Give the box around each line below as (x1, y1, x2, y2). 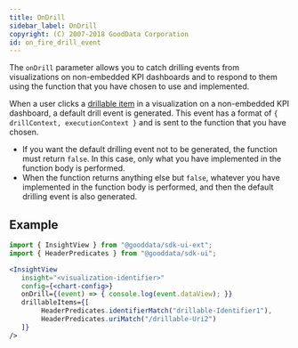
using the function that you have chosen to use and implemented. (9, 81, 250, 92)
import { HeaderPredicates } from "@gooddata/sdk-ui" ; (9, 248, 217, 258)
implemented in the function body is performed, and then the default (21, 182, 274, 192)
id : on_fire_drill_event (9, 37, 101, 47)
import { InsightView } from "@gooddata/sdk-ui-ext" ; (9, 241, 213, 250)
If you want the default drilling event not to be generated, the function (21, 144, 278, 155)
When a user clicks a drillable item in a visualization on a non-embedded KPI (9, 99, 290, 109)
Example (9, 217, 59, 232)
